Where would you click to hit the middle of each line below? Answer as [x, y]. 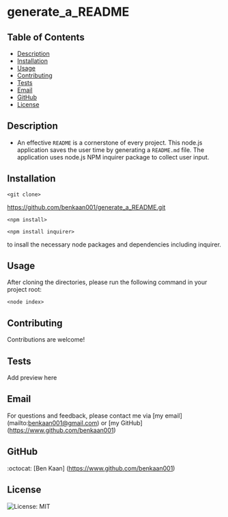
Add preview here [32, 378]
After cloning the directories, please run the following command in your [107, 282]
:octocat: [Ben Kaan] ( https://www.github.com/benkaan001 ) [91, 468]
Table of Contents [46, 37]
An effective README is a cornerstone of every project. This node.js [110, 142]
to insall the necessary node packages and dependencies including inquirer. [114, 244]
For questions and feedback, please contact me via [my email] [95, 416]
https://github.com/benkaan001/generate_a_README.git [86, 207]
